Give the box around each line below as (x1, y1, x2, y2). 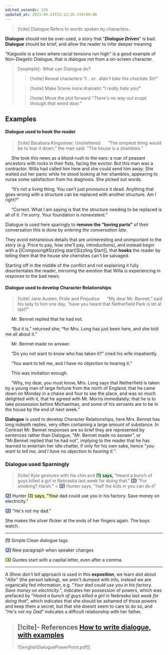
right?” (5, 197, 19, 203)
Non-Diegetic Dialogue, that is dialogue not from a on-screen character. (5, 56, 153, 62)
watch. (5, 523, 19, 529)
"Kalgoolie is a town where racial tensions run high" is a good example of (5, 51, 156, 57)
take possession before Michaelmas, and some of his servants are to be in (5, 401, 158, 407)
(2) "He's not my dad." (5, 508, 51, 514)
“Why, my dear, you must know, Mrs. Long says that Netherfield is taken (11, 380, 160, 386)
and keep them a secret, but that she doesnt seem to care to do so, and (5, 603, 152, 609)
